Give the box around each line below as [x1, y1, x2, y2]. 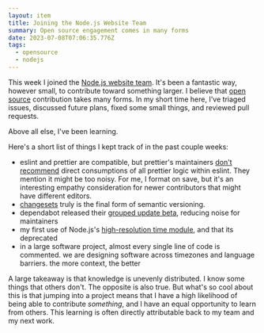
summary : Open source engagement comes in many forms [8, 26, 190, 34]
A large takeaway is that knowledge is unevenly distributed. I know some [8, 274, 245, 283]
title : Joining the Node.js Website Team [8, 19, 147, 27]
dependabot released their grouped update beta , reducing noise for [19, 208, 240, 217]
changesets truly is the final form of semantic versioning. [19, 199, 206, 209]
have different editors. [19, 191, 92, 201]
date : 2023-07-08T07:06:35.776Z [8, 33, 115, 42]
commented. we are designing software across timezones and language [19, 250, 255, 259]
